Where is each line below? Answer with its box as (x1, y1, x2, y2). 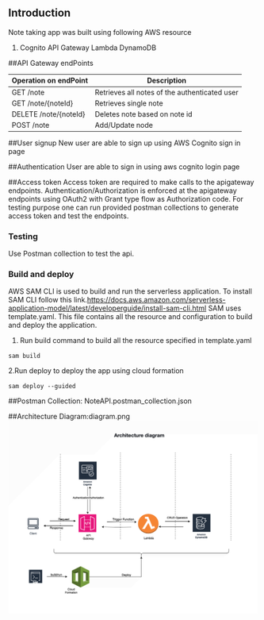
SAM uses (208, 303, 242, 313)
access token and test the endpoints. (8, 210, 129, 221)
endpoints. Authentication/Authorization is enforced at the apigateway (8, 186, 238, 195)
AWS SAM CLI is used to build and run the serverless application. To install (8, 287, 252, 296)
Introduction (8, 6, 71, 20)
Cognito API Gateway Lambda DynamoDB (19, 43, 157, 52)
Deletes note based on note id (94, 110, 193, 119)
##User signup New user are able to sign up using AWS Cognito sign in (8, 138, 241, 148)
